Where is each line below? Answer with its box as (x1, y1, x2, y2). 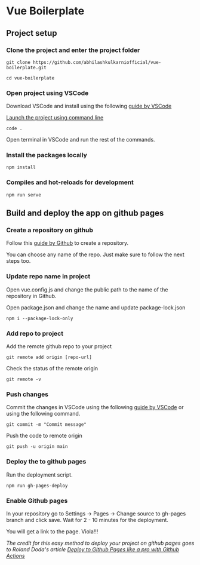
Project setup (6, 28, 58, 38)
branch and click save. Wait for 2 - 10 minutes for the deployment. (6, 516, 169, 523)
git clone (6, 59, 31, 65)
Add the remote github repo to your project (6, 343, 112, 350)
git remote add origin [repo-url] (6, 354, 93, 361)
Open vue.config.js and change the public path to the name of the (6, 285, 168, 293)
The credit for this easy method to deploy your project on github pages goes (6, 539, 195, 546)
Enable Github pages (6, 496, 68, 505)
